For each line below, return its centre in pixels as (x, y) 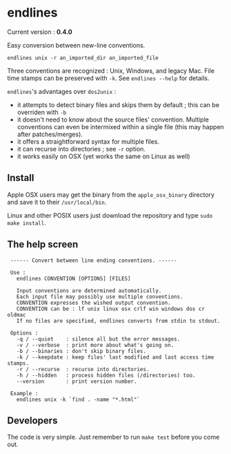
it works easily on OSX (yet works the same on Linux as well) (104, 156)
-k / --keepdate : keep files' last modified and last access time (115, 357)
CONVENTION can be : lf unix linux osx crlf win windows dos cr (111, 309)
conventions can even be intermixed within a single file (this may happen (120, 126)
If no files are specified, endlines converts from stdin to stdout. (118, 321)
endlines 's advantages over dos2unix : (62, 91)
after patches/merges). (50, 134)
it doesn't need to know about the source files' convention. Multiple (113, 120)
